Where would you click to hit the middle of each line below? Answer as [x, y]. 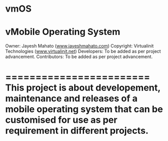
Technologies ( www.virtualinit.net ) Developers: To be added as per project [83, 52]
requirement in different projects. [77, 131]
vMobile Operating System [63, 32]
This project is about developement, [83, 88]
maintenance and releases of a [72, 99]
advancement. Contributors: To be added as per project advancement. [79, 57]
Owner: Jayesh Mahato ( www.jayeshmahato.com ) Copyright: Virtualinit [79, 46]
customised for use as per [61, 120]
